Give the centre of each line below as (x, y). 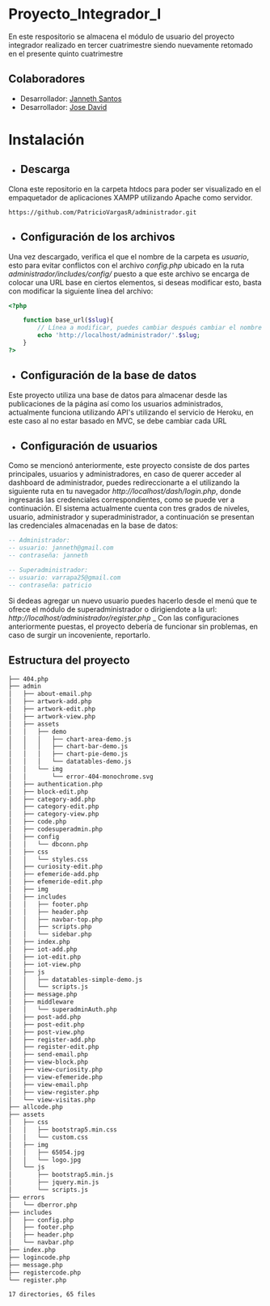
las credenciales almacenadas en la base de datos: (93, 525)
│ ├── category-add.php (52, 799)
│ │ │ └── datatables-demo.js (70, 762)
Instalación (46, 139)
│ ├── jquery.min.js (54, 1182)
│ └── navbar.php (41, 1243)
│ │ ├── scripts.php (50, 927)
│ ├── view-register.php (54, 1092)
